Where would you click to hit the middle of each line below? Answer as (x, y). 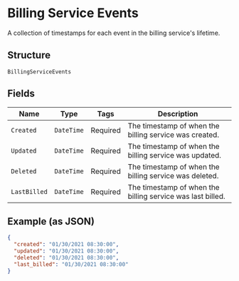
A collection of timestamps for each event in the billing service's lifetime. (114, 33)
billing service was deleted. (173, 175)
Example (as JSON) (51, 221)
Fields (21, 94)
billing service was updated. (175, 155)
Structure (29, 55)
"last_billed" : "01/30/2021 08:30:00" (71, 264)
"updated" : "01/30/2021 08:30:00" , (67, 251)
